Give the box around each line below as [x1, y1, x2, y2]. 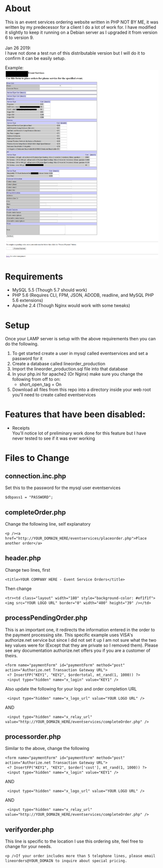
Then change [5, 586, 32, 592]
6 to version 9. [5, 35, 34, 40]
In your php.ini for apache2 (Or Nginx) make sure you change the [12, 371, 143, 377]
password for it [12, 355, 43, 361]
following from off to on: [12, 376, 61, 382]
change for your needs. [5, 844, 52, 849]
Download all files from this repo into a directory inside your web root [12, 387, 151, 393]
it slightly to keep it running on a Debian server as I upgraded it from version [5, 29, 158, 35]
